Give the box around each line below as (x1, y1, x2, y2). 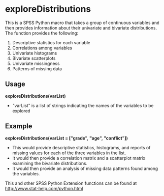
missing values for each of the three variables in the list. (12, 150, 126, 156)
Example (5, 122, 33, 131)
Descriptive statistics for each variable (12, 39, 91, 45)
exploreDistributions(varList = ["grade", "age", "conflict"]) (5, 135, 128, 141)
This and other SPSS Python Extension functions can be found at (5, 180, 137, 186)
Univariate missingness (12, 60, 60, 66)
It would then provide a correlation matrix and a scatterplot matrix (12, 155, 146, 161)
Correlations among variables (12, 45, 72, 51)
